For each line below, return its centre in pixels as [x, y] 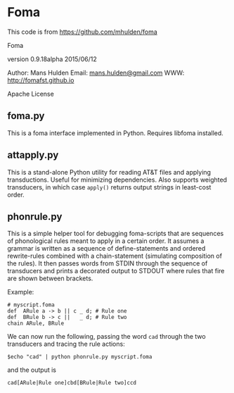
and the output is [32, 370]
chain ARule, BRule [36, 324]
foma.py [26, 116]
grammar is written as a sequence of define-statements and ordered [106, 249]
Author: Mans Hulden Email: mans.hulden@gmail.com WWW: [96, 73]
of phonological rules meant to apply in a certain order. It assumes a [106, 241]
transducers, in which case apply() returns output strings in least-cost [109, 187]
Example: [21, 292]
